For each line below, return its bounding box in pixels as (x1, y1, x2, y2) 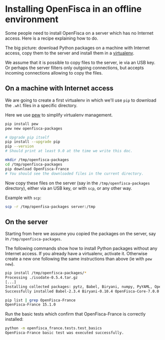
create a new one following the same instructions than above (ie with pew (5, 256, 152, 262)
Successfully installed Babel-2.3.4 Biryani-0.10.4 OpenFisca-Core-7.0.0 (5, 288, 160, 294)
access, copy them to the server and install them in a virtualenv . (5, 50, 135, 56)
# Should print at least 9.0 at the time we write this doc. (5, 149, 133, 154)
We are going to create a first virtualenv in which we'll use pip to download (5, 97, 157, 103)
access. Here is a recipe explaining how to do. (5, 35, 99, 41)
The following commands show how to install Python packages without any (5, 245, 158, 251)
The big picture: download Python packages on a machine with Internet (5, 45, 150, 51)
